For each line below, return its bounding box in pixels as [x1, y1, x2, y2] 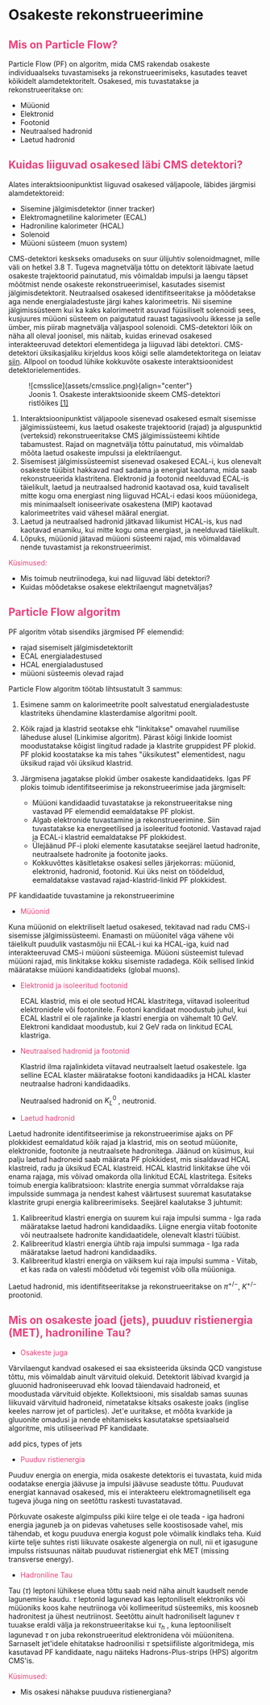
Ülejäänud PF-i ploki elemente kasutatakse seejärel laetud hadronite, [31, 841, 260, 850]
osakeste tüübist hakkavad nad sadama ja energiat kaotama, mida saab [19, 465, 258, 474]
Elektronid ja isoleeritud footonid [19, 980, 128, 990]
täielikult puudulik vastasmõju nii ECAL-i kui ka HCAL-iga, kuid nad [8, 938, 230, 949]
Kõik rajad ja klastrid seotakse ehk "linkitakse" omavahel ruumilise [19, 724, 240, 733]
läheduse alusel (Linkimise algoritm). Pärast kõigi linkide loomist [19, 732, 232, 742]
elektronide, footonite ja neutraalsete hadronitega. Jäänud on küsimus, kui [8, 1146, 255, 1155]
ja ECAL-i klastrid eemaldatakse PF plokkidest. [31, 832, 187, 842]
